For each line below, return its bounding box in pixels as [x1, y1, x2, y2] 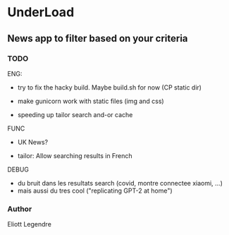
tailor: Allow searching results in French [17, 151, 132, 159]
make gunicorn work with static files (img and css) [17, 97, 164, 105]
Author [7, 204, 32, 214]
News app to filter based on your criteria [7, 32, 188, 44]
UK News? [17, 138, 49, 146]
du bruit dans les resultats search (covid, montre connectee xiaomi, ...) [17, 179, 223, 187]
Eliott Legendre [7, 220, 51, 229]
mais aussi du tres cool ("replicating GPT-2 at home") [17, 186, 173, 195]
